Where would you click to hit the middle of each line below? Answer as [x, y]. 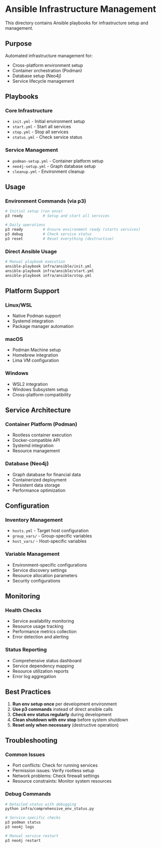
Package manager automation [43, 326]
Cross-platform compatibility [42, 394]
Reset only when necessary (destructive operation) [65, 725]
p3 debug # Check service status [49, 234]
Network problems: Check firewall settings [56, 776]
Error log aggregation [34, 676]
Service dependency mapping [43, 666]
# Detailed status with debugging [41, 804]
